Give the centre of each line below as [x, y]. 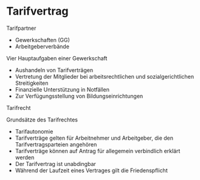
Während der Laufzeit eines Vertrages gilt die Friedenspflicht [91, 170]
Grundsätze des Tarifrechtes [42, 120]
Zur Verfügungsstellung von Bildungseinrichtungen [79, 96]
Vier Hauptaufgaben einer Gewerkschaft [57, 58]
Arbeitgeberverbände [42, 46]
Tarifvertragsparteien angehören [56, 144]
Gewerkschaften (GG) [42, 40]
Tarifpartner [21, 28]
